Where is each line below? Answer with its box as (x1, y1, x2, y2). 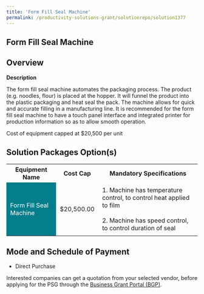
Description (6, 73, 37, 81)
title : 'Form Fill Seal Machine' (6, 9, 91, 15)
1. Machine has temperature (102, 186, 183, 194)
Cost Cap (63, 169, 91, 177)
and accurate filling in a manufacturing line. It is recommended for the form (6, 104, 194, 112)
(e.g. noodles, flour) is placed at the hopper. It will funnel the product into (6, 92, 189, 99)
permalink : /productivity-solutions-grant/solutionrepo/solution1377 (6, 15, 186, 21)
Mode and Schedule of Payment (6, 247, 130, 257)
